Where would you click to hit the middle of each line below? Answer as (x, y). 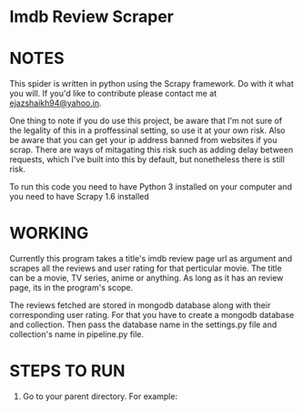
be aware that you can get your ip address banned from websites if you (143, 140)
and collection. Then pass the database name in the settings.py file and (143, 324)
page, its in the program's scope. (71, 288)
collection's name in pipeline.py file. (76, 334)
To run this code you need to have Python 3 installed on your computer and (151, 187)
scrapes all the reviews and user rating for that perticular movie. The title (146, 268)
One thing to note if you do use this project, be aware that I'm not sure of (146, 121)
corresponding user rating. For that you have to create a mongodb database (152, 315)
